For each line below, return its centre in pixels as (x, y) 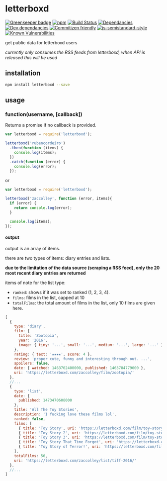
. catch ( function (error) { (38, 162)
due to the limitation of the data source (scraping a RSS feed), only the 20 (83, 268)
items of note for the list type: (35, 283)
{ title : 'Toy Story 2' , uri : (49, 433)
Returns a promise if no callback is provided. (51, 125)
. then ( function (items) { (37, 148)
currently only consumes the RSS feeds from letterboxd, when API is (75, 52)
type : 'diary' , (30, 326)
